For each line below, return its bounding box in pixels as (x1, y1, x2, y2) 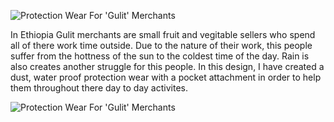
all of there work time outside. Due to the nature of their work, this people (10, 40, 313, 51)
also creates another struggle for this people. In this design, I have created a (10, 61, 325, 72)
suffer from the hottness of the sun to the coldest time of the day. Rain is (10, 50, 310, 62)
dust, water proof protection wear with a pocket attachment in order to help (10, 71, 322, 83)
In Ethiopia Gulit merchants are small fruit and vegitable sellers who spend (10, 29, 316, 40)
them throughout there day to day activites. (10, 82, 188, 94)
